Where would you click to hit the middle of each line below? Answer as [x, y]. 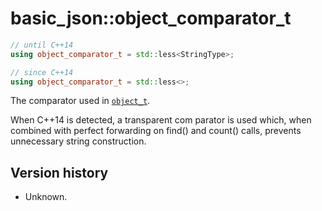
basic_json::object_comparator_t [151, 18]
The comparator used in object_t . [80, 101]
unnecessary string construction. [78, 141]
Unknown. [46, 197]
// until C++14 [42, 45]
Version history [59, 172]
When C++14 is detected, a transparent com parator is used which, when [161, 120]
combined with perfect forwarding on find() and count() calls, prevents [156, 131]
